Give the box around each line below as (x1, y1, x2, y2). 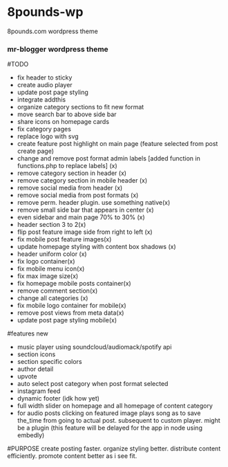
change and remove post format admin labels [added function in (17, 154, 200, 163)
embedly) (17, 431, 45, 439)
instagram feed (17, 387, 61, 395)
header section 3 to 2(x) (17, 221, 86, 229)
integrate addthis (17, 95, 66, 104)
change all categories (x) (17, 294, 88, 302)
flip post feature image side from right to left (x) (17, 228, 153, 236)
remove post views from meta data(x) (17, 309, 124, 317)
